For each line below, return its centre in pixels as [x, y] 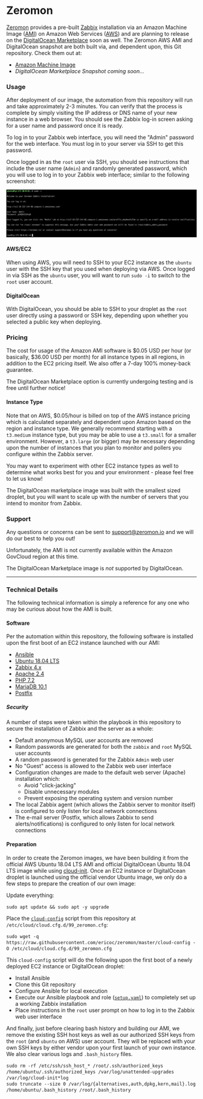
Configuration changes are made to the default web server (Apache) [100, 772]
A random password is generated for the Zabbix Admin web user [94, 760]
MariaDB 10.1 [31, 686]
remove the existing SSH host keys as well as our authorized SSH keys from [101, 1034]
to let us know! [25, 478]
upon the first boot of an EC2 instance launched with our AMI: [83, 643]
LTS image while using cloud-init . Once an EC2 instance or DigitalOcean [96, 870]
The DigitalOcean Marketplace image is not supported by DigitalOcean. [95, 568]
